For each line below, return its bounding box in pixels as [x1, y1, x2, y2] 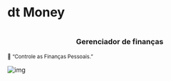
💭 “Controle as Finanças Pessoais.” [7, 53, 94, 60]
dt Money [7, 4, 66, 21]
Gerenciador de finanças [76, 37, 164, 47]
